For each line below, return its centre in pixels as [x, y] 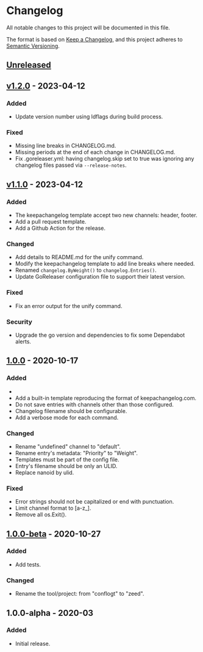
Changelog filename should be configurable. [71, 411]
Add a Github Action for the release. [60, 228]
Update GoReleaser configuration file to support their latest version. [100, 277]
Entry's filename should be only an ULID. [66, 466]
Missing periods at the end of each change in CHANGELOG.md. [95, 152]
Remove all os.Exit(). [41, 515]
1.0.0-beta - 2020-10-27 [54, 534]
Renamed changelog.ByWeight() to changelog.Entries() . [86, 270]
